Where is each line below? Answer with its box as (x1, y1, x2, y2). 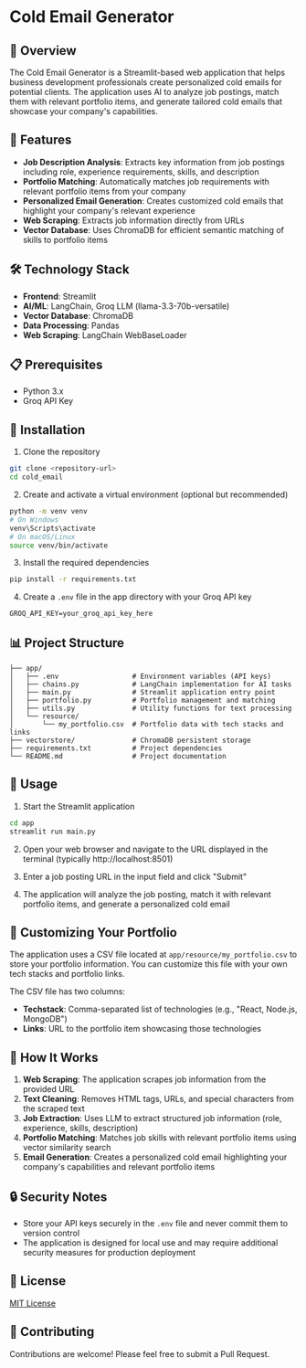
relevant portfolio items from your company (22, 186, 186, 196)
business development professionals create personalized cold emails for (9, 77, 282, 88)
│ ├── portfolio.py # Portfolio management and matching (9, 696, 276, 705)
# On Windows (9, 514, 59, 525)
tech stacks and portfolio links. (9, 969, 125, 980)
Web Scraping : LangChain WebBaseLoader (22, 329, 187, 340)
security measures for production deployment (22, 1247, 196, 1258)
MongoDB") (22, 1013, 68, 1024)
